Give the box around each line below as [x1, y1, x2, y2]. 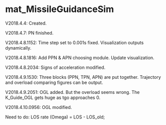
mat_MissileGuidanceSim [5, 4, 114, 15]
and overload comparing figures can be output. [5, 79, 103, 85]
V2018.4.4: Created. [5, 20, 47, 26]
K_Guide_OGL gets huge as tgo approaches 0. [5, 94, 101, 100]
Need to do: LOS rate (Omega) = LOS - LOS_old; [5, 114, 105, 120]
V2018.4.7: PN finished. [5, 30, 54, 36]
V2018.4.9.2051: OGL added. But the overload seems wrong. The [5, 89, 140, 95]
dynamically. [5, 45, 32, 51]
